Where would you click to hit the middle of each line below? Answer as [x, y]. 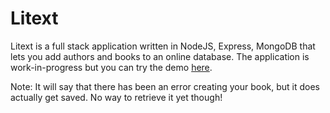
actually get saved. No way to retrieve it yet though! [116, 97]
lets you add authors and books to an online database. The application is [160, 56]
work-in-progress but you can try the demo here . [111, 67]
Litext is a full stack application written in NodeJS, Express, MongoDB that [163, 46]
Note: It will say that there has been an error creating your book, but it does [165, 86]
